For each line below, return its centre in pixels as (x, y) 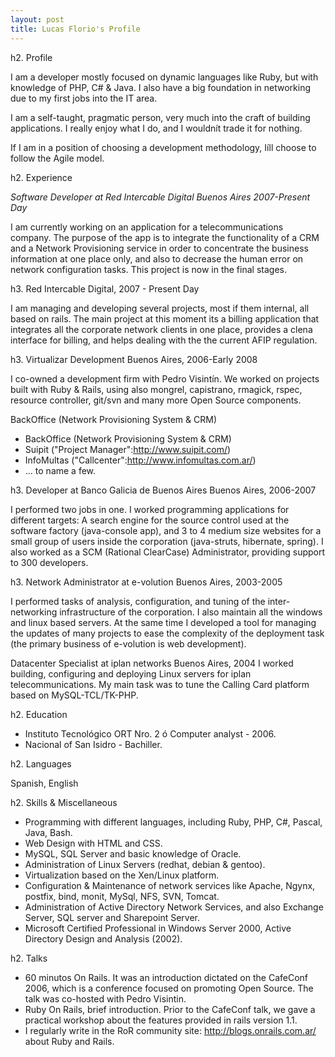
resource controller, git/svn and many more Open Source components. (156, 400)
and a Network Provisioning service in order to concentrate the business (159, 248)
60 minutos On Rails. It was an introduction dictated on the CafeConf (166, 977)
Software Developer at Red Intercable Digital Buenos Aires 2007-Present (160, 197)
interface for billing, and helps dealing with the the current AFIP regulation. (164, 340)
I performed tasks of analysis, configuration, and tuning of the (138, 601)
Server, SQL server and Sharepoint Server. (112, 917)
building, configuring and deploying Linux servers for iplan (131, 673)
